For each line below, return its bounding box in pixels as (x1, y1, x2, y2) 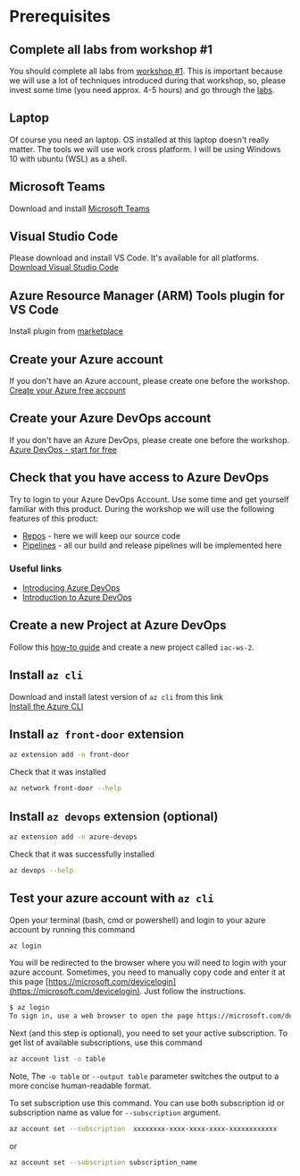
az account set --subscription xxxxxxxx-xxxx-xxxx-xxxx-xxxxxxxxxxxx (9, 1125, 278, 1134)
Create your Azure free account (9, 385, 127, 396)
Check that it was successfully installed (9, 848, 154, 859)
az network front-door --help (9, 784, 122, 793)
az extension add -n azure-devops (9, 832, 138, 841)
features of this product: (9, 513, 98, 524)
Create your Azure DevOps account (9, 411, 212, 426)
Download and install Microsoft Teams (9, 203, 150, 214)
